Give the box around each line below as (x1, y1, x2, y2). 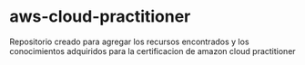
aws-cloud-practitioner (9, 6, 191, 27)
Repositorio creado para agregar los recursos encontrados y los (9, 36, 249, 47)
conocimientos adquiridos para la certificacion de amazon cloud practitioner (9, 45, 296, 56)
